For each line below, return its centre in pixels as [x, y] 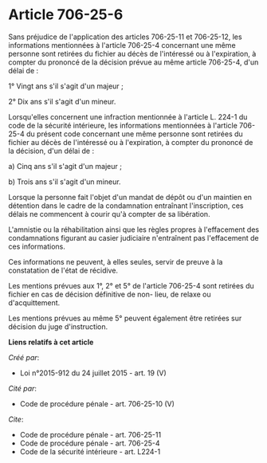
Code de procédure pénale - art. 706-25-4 [90, 443]
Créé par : [24, 357]
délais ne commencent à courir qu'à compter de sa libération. [109, 214]
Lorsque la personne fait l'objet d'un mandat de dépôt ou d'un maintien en [130, 197]
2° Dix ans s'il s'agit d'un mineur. [62, 101]
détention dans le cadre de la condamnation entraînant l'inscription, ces [126, 206]
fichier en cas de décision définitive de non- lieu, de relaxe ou [110, 294]
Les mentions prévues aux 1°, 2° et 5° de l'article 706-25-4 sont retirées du [132, 285]
